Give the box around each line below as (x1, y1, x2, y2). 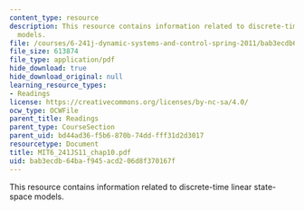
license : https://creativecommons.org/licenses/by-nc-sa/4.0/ (9, 97, 249, 107)
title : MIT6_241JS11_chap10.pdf (9, 148, 131, 157)
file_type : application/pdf (9, 55, 116, 64)
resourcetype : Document (9, 139, 100, 149)
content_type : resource (9, 13, 100, 23)
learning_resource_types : (9, 81, 107, 90)
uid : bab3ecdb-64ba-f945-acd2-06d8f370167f (9, 156, 176, 166)
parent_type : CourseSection (9, 123, 116, 132)
